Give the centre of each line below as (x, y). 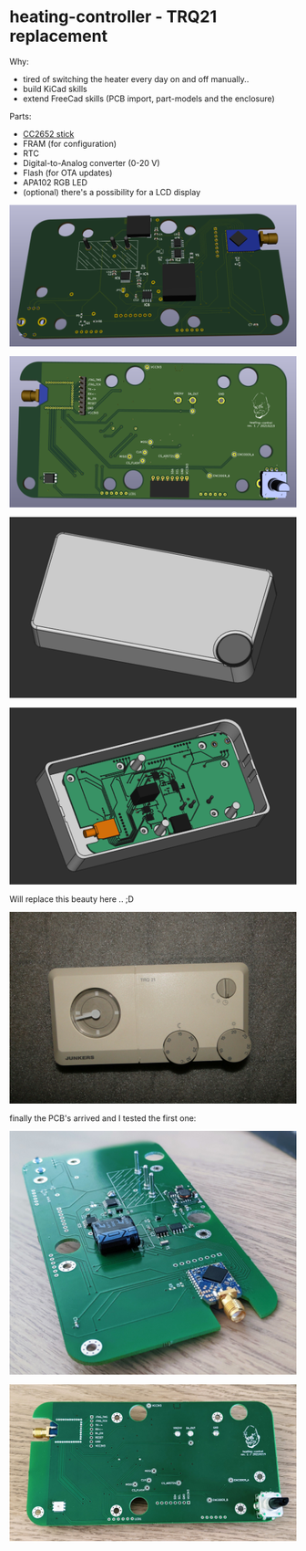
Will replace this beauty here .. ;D (72, 899)
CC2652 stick (48, 133)
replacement (58, 36)
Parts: (20, 116)
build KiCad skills (55, 89)
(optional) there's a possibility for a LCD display (112, 192)
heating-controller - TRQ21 (113, 17)
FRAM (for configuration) (69, 143)
